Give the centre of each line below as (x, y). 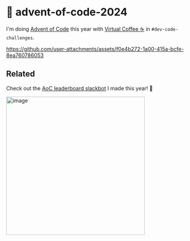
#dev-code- (165, 29)
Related (21, 74)
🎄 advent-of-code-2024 (67, 12)
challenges (20, 38)
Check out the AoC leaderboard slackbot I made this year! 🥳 (80, 88)
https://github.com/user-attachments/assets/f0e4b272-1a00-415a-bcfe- (95, 49)
